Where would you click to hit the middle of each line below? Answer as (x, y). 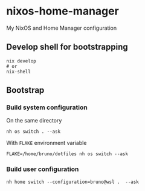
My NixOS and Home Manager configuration (61, 28)
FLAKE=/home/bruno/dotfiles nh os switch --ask (67, 154)
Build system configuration (47, 107)
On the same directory (34, 121)
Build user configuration (43, 169)
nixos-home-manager (63, 11)
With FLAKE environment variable (47, 143)
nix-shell (19, 72)
